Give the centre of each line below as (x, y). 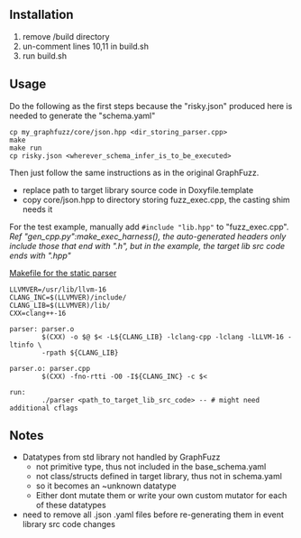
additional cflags (44, 408)
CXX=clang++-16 (38, 313)
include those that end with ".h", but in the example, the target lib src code (147, 246)
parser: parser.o (42, 329)
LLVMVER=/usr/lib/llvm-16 (58, 289)
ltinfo (22, 345)
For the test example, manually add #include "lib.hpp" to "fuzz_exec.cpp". (149, 227)
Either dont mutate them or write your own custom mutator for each (161, 496)
